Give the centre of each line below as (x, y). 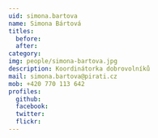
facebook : (32, 106)
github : (29, 99)
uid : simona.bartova (43, 16)
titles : (21, 31)
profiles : (25, 91)
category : (25, 54)
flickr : (29, 122)
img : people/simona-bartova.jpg (63, 62)
